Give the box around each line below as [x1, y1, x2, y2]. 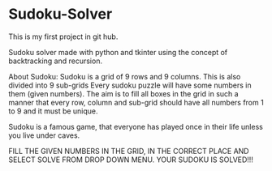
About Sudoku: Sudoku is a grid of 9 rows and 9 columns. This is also [8, 71, 241, 81]
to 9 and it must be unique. [8, 106, 99, 116]
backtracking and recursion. [8, 56, 103, 66]
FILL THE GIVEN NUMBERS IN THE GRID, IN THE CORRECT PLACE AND [8, 146, 249, 156]
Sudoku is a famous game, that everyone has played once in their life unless [8, 122, 264, 131]
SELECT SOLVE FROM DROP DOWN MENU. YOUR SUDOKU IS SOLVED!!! [8, 155, 254, 165]
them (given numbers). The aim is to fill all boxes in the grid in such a [8, 88, 239, 98]
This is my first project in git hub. [8, 32, 119, 41]
